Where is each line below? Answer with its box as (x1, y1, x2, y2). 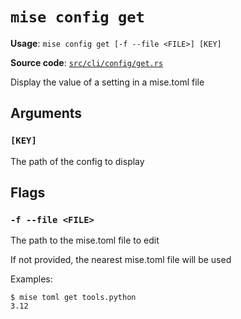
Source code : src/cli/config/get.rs (10, 56, 164, 68)
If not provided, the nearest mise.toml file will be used (10, 254, 232, 266)
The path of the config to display (10, 155, 145, 167)
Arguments (10, 105, 83, 122)
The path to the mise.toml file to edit (10, 234, 160, 247)
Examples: (10, 273, 53, 285)
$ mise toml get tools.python (10, 293, 137, 303)
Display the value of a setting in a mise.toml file (10, 76, 205, 88)
